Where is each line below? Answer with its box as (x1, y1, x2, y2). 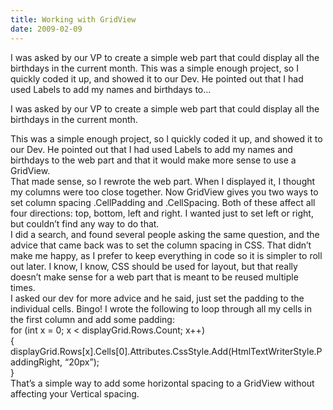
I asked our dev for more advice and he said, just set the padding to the (10, 292, 305, 304)
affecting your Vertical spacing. (10, 387, 140, 400)
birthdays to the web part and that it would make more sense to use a (10, 154, 297, 166)
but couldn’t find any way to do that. (10, 217, 160, 230)
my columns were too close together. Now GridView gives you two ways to (10, 186, 319, 198)
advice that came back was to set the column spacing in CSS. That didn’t (10, 239, 312, 251)
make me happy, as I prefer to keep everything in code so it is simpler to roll (10, 249, 323, 261)
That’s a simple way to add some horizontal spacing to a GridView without (10, 377, 315, 389)
